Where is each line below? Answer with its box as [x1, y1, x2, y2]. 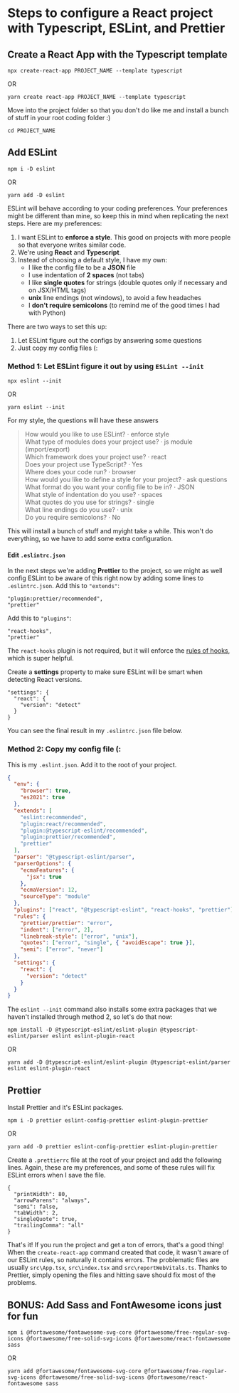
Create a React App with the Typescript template [7, 48, 228, 60]
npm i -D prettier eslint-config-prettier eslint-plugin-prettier [7, 1117, 208, 1124]
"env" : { [14, 781, 40, 788]
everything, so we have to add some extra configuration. [7, 535, 174, 543]
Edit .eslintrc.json [7, 550, 65, 559]
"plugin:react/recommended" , [20, 820, 107, 828]
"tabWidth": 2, [14, 1210, 59, 1217]
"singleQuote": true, [14, 1216, 78, 1223]
